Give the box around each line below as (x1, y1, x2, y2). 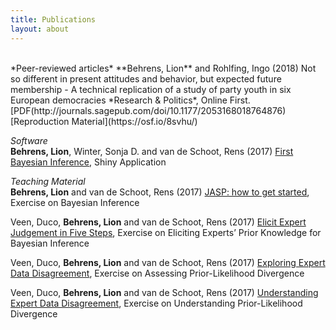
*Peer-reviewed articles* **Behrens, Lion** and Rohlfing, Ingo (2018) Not (10, 62, 317, 74)
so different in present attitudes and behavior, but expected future (10, 72, 282, 85)
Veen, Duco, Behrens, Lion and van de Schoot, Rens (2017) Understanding (10, 286, 319, 298)
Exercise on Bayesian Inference (10, 196, 140, 208)
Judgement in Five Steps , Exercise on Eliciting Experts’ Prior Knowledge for (10, 226, 322, 238)
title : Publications (10, 14, 97, 25)
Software (10, 134, 48, 146)
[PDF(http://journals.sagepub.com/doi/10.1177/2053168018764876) (10, 104, 287, 116)
